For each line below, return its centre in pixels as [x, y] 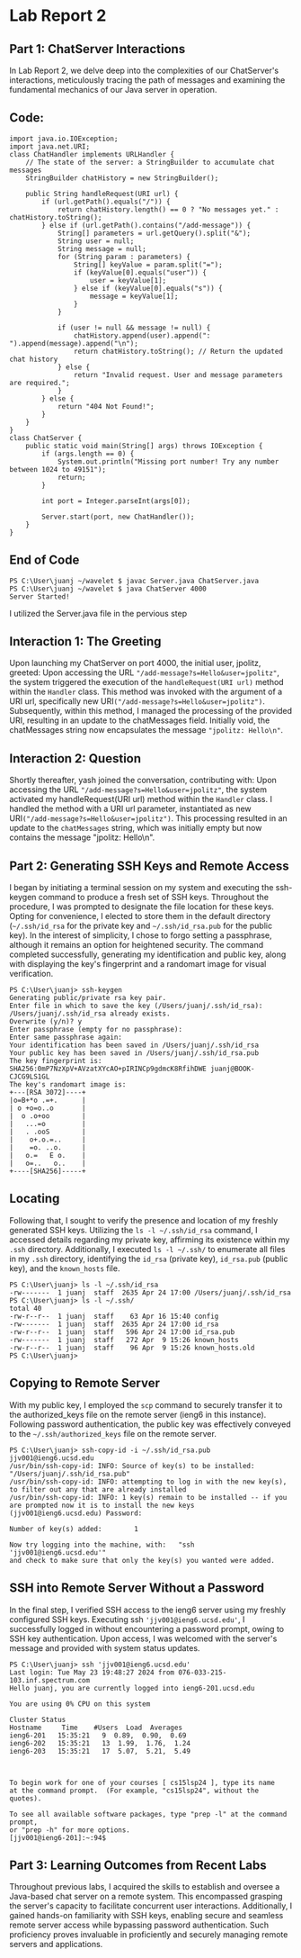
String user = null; [96, 241]
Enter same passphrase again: [66, 1038]
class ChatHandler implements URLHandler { [92, 154]
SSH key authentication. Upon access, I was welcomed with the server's [143, 1638]
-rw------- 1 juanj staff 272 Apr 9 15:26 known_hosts [124, 1340]
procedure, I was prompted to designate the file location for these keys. [142, 907]
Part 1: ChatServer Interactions [97, 49]
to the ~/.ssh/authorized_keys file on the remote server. [113, 1433]
